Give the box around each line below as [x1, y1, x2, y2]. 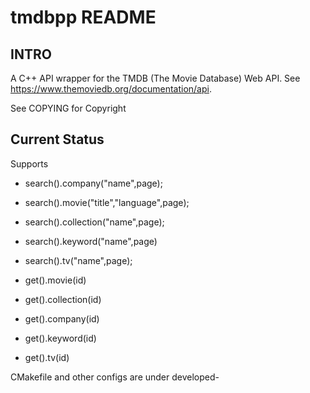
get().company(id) [24, 312, 100, 325]
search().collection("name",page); [24, 216, 165, 228]
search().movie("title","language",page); [24, 196, 190, 208]
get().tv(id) [24, 351, 70, 363]
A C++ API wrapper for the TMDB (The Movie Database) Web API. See [10, 72, 301, 84]
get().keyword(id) [24, 332, 97, 344]
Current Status [10, 131, 105, 148]
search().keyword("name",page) [24, 235, 158, 247]
